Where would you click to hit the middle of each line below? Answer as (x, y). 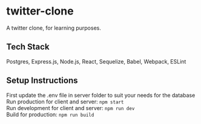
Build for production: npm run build (50, 114)
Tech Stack (28, 47)
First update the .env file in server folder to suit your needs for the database (101, 95)
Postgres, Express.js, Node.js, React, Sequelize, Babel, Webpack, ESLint (96, 61)
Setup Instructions (42, 81)
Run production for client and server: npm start (65, 102)
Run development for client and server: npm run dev (71, 108)
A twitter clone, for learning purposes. (54, 28)
